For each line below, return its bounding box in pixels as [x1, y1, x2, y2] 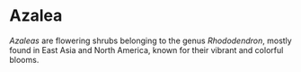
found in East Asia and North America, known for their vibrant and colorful [9, 44, 284, 55]
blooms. [9, 54, 40, 65]
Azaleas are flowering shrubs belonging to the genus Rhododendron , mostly [9, 35, 292, 46]
